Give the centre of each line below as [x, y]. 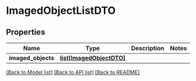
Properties [26, 32]
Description [148, 48]
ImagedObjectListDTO [61, 11]
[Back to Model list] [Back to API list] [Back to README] [73, 72]
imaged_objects [32, 58]
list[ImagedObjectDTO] [92, 58]
